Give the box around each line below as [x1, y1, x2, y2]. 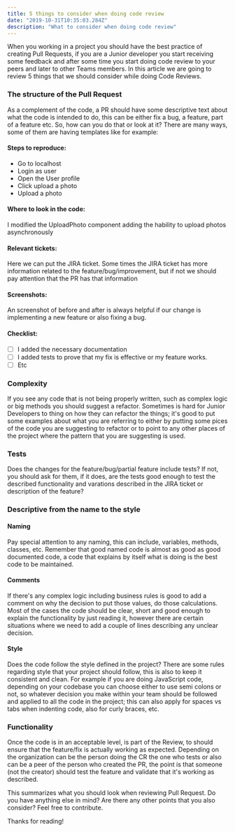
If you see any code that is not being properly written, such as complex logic [7, 394, 228, 403]
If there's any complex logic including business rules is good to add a [7, 591, 207, 600]
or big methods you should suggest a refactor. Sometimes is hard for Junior [7, 402, 225, 410]
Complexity [7, 378, 48, 388]
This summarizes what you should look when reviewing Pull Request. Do [7, 789, 216, 797]
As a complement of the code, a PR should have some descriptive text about [7, 106, 228, 114]
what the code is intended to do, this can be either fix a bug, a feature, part [7, 113, 224, 121]
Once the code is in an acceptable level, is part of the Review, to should [7, 738, 213, 747]
